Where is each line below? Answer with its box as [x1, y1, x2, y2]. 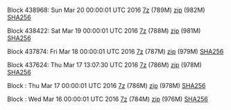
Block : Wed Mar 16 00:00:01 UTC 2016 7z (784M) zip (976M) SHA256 [7, 95, 208, 103]
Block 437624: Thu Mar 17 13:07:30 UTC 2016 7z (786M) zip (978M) [7, 61, 203, 68]
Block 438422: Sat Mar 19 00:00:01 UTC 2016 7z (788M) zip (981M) [7, 27, 201, 35]
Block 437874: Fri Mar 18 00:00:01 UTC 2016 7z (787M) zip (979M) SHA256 [7, 48, 224, 55]
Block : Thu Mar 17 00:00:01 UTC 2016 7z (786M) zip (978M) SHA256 [7, 82, 206, 89]
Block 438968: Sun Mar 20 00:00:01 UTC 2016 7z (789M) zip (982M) [7, 6, 206, 14]
